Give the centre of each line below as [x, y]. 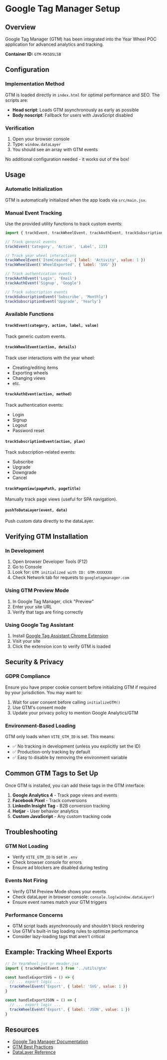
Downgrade [24, 473]
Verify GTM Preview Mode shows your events [59, 891]
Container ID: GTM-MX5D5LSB [33, 54]
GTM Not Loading [27, 846]
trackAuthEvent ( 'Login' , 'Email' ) [41, 278]
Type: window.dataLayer [37, 144]
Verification [20, 128]
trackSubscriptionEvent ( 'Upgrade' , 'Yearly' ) [53, 301]
